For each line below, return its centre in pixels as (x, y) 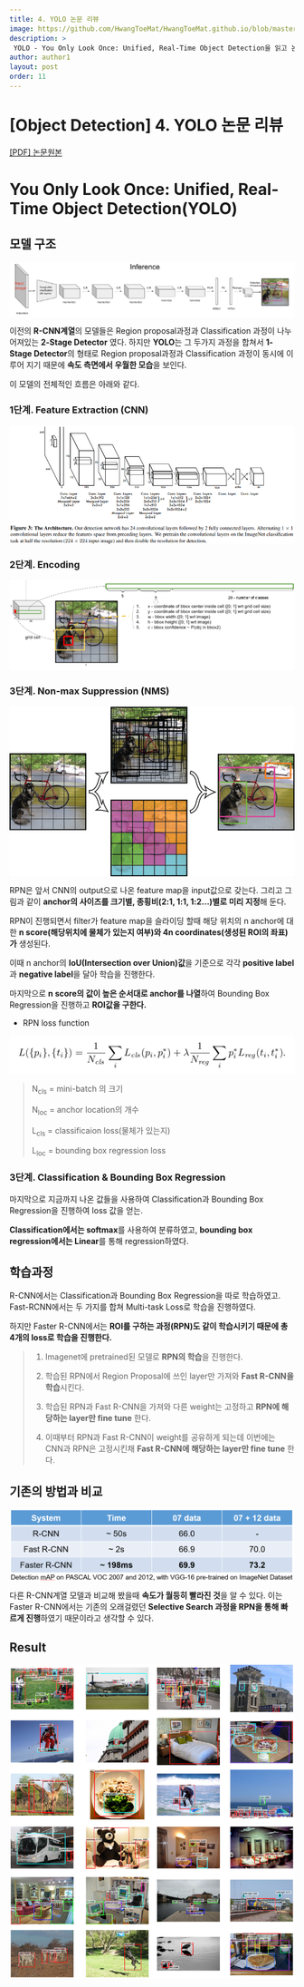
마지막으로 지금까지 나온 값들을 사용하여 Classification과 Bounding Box (137, 1199)
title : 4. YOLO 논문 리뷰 (54, 19)
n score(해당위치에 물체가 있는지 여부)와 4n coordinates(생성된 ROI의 (144, 932)
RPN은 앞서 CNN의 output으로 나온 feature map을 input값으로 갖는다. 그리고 (146, 891)
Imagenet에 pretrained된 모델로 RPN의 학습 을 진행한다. (144, 1357)
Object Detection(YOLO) (145, 209)
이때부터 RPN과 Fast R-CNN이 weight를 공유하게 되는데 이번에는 (160, 1437)
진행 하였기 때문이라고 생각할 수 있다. (90, 1618)
